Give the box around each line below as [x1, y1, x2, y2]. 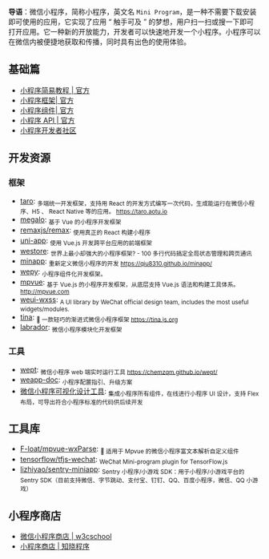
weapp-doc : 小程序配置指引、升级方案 [19, 375, 133, 387]
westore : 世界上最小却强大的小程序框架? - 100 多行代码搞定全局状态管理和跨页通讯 [19, 246, 252, 258]
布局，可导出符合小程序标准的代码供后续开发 [19, 398, 143, 406]
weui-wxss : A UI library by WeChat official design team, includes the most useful [19, 295, 250, 306]
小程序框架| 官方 [19, 95, 74, 105]
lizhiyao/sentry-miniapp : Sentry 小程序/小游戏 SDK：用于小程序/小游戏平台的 [19, 464, 245, 477]
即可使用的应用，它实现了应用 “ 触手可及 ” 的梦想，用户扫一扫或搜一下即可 [8, 17, 255, 26]
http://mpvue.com [19, 288, 70, 296]
